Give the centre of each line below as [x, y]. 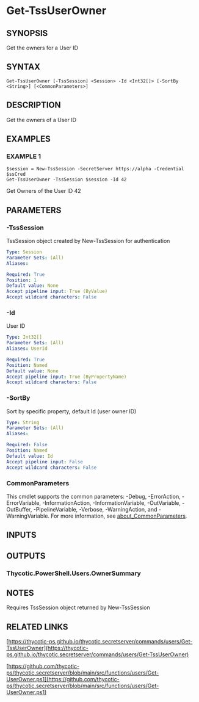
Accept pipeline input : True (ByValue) [57, 291]
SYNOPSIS [27, 33]
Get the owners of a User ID [42, 120]
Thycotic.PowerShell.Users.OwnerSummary [74, 573]
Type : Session [24, 252]
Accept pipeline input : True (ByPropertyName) [67, 377]
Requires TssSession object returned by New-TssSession [78, 607]
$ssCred [16, 175]
